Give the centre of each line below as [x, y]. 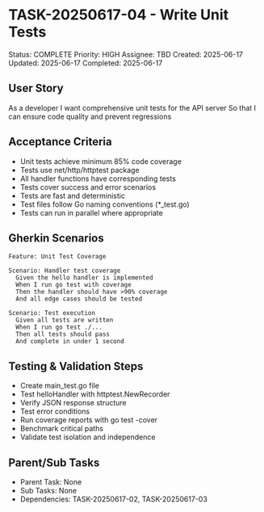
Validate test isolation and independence [88, 437]
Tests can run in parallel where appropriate [91, 212]
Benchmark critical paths [61, 429]
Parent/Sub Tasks [54, 462]
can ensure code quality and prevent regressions [90, 116]
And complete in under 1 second [70, 342]
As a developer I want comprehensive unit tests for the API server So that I [132, 107]
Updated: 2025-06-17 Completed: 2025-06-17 [86, 63]
